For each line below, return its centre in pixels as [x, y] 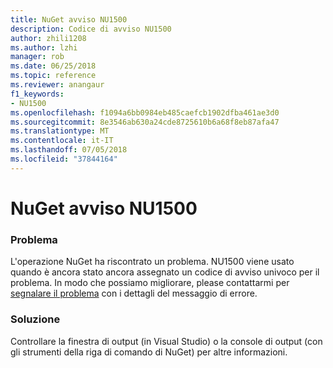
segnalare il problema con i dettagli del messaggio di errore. [134, 293]
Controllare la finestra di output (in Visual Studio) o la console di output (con [166, 341]
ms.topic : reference [53, 76]
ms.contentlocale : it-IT [62, 141]
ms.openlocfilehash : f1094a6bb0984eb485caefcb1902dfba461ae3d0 [145, 112]
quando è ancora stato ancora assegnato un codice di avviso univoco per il [165, 272]
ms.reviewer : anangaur [57, 85]
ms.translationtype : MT [60, 131]
